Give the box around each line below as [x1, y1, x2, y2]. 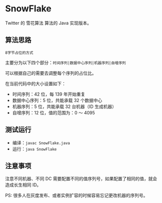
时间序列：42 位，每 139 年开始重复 [12, 91, 86, 97]
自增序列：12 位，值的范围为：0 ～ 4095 [12, 109, 95, 115]
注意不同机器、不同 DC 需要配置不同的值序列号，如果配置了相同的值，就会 [5, 176, 158, 182]
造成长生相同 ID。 [5, 182, 41, 188]
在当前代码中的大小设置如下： [5, 80, 66, 87]
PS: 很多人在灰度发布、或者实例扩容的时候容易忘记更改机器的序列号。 [5, 193, 148, 199]
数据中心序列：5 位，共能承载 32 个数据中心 [12, 97, 103, 103]
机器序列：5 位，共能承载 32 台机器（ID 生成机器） [12, 103, 116, 109]
